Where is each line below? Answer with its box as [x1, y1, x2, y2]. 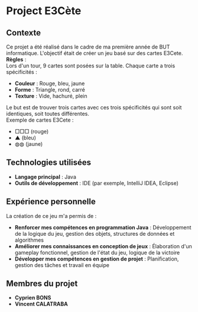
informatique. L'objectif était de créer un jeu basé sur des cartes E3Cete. [6, 50, 183, 57]
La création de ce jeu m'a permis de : [6, 212, 97, 219]
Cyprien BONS [14, 294, 51, 301]
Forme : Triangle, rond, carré [14, 86, 86, 93]
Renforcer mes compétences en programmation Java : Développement [14, 223, 191, 231]
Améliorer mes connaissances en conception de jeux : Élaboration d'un [14, 242, 192, 249]
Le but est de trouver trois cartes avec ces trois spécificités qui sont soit [6, 104, 182, 110]
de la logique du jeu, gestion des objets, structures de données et [14, 230, 175, 237]
